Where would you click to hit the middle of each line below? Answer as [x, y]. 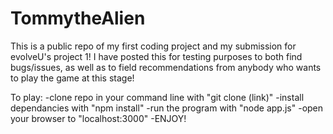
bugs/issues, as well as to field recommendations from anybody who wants [166, 67]
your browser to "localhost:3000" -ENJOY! [98, 118]
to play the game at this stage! [72, 78]
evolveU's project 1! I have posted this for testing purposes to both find [156, 56]
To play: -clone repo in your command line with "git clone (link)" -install [157, 97]
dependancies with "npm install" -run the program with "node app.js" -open [167, 108]
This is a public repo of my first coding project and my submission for [153, 46]
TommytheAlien [78, 18]
